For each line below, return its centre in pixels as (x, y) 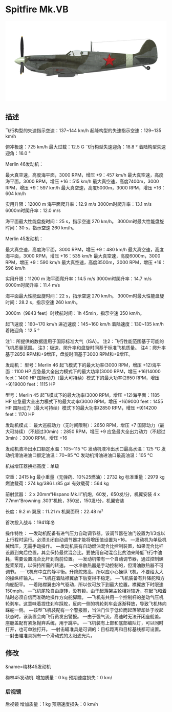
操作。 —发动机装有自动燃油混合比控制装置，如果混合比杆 (102, 546)
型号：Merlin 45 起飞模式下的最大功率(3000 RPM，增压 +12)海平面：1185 (83, 395)
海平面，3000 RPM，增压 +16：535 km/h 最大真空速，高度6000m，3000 (83, 256)
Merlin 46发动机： (25, 164)
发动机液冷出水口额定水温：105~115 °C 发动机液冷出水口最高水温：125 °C (83, 448)
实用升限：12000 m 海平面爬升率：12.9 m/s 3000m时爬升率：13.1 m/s (79, 204)
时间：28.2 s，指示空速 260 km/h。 (43, 302)
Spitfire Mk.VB (37, 9)
